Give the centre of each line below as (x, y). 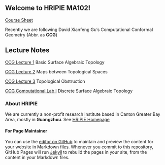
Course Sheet (19, 20)
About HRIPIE (21, 103)
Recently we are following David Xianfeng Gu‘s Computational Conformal (79, 30)
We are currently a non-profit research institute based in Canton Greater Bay (83, 114)
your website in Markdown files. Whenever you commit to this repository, (79, 147)
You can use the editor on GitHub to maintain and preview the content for (79, 142)
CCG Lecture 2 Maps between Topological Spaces (56, 71)
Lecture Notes (27, 50)
